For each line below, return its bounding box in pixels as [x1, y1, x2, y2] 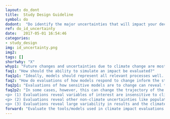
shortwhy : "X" [5, 59, 35, 64]
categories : [5, 36, 30, 41]
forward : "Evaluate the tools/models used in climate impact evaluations [5, 106, 164, 111]
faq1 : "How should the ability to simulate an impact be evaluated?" [5, 69, 155, 74]
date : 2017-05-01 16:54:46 [5, 31, 67, 36]
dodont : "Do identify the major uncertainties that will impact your [5, 21, 157, 27]
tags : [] [5, 54, 24, 60]
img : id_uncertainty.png [5, 45, 58, 50]
